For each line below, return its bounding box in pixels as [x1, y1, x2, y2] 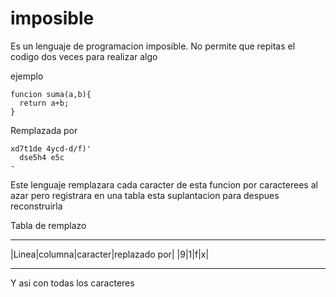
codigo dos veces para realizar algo [10, 50, 158, 62]
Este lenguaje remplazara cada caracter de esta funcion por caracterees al [10, 178, 318, 191]
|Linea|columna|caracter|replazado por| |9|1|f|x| [10, 248, 210, 260]
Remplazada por [10, 124, 78, 136]
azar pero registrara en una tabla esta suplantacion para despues [10, 189, 280, 201]
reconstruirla [10, 200, 63, 212]
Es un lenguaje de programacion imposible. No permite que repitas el [10, 40, 296, 52]
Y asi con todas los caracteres [10, 277, 135, 289]
